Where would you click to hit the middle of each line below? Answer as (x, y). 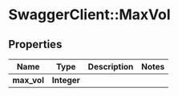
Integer (66, 80)
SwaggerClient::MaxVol (89, 15)
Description (111, 67)
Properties (35, 44)
